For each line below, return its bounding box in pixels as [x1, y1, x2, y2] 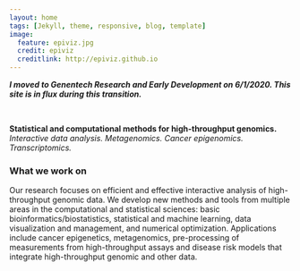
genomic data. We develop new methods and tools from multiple [52, 194, 291, 206]
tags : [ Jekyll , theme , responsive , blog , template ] [9, 21, 206, 30]
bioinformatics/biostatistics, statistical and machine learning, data [9, 214, 252, 224]
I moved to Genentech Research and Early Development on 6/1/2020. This [9, 80, 291, 89]
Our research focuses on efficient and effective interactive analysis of [9, 185, 267, 196]
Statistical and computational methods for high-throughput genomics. [9, 123, 278, 134]
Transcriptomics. [9, 142, 72, 153]
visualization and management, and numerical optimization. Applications [9, 223, 277, 233]
